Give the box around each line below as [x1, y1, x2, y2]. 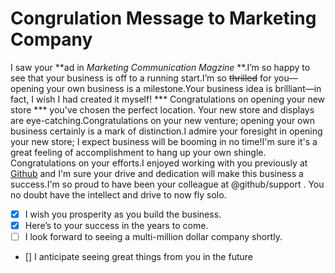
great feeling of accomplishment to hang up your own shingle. [10, 146, 267, 158]
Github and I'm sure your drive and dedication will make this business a [10, 167, 304, 179]
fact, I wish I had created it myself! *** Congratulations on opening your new [10, 93, 326, 105]
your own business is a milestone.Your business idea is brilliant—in [46, 82, 322, 94]
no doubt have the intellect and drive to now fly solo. [10, 188, 227, 201]
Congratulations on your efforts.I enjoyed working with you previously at [10, 157, 308, 169]
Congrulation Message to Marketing [10, 7, 317, 30]
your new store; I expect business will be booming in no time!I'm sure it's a [10, 135, 318, 147]
